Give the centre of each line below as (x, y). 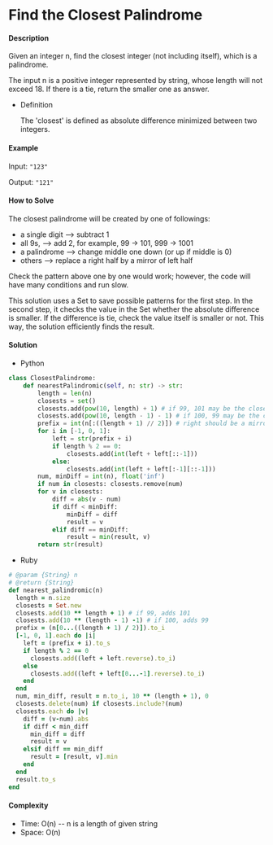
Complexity (28, 806)
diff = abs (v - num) (87, 499)
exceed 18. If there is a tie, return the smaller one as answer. (109, 89)
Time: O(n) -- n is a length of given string (89, 823)
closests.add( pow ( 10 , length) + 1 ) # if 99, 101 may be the (141, 409)
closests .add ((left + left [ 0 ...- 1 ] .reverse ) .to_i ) (117, 673)
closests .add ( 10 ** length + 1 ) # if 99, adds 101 (103, 613)
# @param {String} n (43, 576)
